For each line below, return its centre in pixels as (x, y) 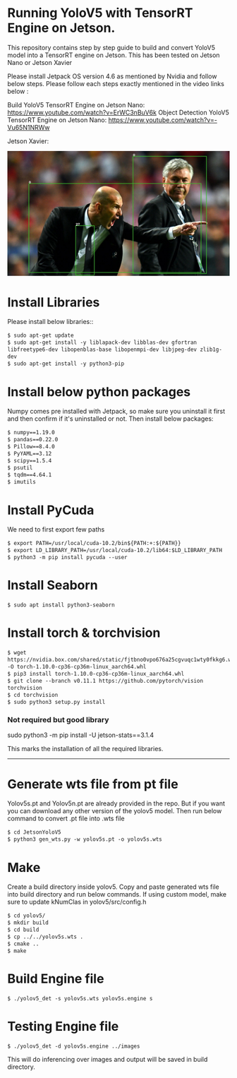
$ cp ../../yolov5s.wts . (45, 937)
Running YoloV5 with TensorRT (100, 13)
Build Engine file (56, 979)
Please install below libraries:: (50, 322)
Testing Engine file (63, 1027)
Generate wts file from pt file (93, 784)
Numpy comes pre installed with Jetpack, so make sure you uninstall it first (116, 412)
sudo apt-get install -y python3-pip (69, 364)
